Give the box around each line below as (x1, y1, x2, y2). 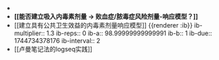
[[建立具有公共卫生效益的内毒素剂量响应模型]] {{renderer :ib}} (13, 21, 193, 29)
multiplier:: (13, 29, 45, 37)
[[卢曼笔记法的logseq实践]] (13, 45, 93, 53)
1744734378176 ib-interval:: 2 (13, 37, 101, 44)
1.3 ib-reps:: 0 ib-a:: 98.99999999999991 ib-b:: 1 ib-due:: (46, 29, 213, 37)
